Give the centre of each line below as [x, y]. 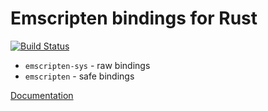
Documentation [42, 95]
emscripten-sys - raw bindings [87, 65]
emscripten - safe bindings [79, 76]
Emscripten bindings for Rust [134, 18]
